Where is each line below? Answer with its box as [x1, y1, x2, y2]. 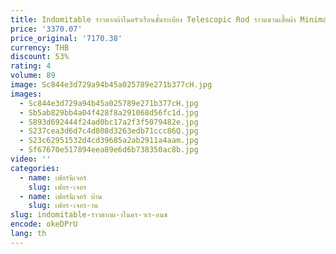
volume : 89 [10, 71, 56, 81]
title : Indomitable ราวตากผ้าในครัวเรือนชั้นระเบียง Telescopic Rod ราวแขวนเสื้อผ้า [10, 14, 297, 25]
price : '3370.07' [10, 24, 83, 34]
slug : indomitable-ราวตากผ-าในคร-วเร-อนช [10, 210, 168, 220]
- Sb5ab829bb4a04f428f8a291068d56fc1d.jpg [19, 107, 199, 118]
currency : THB [10, 42, 70, 53]
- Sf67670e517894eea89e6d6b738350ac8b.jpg [19, 145, 199, 155]
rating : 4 [10, 61, 52, 71]
